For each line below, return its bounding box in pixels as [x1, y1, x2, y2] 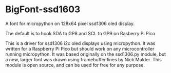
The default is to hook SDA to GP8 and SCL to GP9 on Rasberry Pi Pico [5, 30, 156, 36]
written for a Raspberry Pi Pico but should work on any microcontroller [5, 45, 155, 52]
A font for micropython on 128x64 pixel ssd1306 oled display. [5, 20, 135, 27]
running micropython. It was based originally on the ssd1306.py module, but [5, 51, 166, 57]
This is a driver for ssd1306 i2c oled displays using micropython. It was [5, 40, 156, 46]
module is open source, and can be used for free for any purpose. [5, 62, 145, 68]
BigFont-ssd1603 [5, 4, 81, 15]
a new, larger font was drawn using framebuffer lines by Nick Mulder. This [5, 56, 162, 62]
